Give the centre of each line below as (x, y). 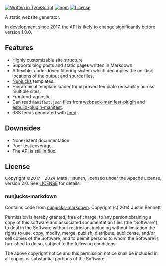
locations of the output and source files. (53, 76)
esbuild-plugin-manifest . (38, 107)
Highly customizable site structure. (48, 60)
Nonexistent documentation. (41, 140)
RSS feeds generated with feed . (45, 112)
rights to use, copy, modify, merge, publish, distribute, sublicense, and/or (80, 233)
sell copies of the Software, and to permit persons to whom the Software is (82, 238)
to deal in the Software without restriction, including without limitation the (80, 227)
